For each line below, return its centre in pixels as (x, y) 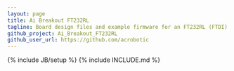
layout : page (26, 14)
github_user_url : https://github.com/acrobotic (78, 40)
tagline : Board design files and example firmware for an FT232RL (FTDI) (118, 27)
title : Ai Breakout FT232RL (48, 20)
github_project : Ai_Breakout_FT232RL (63, 33)
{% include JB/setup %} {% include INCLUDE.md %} (84, 60)
